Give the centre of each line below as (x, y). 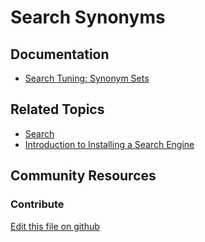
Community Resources (83, 176)
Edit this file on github (55, 226)
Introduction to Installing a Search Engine (109, 144)
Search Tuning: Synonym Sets (87, 78)
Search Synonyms (88, 17)
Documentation (60, 54)
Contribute (37, 204)
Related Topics (57, 109)
